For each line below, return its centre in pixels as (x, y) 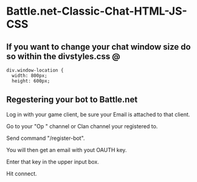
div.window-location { (35, 70)
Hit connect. (22, 173)
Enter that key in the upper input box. (53, 162)
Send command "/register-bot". (46, 138)
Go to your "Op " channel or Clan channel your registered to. (82, 126)
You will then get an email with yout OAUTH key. (67, 150)
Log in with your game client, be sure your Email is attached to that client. (98, 114)
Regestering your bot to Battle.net (72, 100)
